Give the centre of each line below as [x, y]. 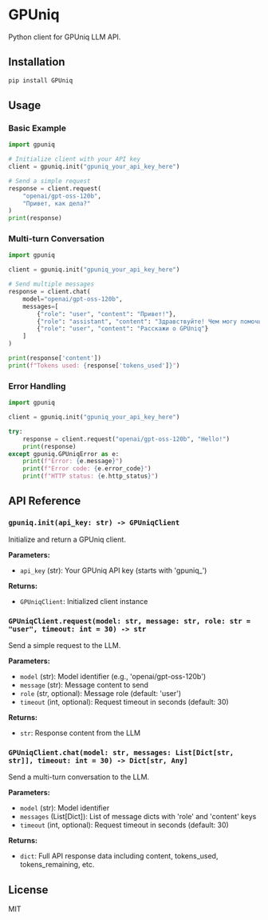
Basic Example [37, 128]
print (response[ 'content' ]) [55, 358]
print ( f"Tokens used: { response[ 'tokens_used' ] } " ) [94, 366]
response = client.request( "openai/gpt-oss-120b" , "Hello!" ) [126, 439]
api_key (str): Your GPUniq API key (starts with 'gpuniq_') [113, 570]
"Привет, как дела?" [57, 203]
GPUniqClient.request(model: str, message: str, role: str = [130, 621]
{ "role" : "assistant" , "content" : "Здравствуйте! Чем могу [137, 322]
